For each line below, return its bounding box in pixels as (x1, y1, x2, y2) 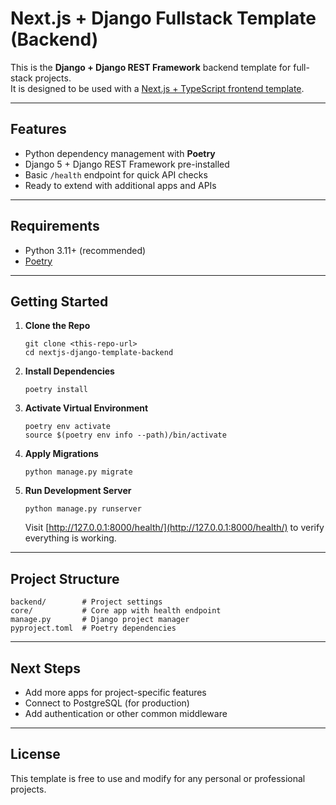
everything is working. (24, 532, 117, 544)
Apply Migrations (24, 448, 99, 460)
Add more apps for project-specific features (24, 687, 207, 698)
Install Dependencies (24, 365, 115, 377)
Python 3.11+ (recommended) (24, 244, 147, 256)
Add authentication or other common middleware (24, 708, 228, 719)
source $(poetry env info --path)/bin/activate (24, 430, 227, 441)
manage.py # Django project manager (10, 615, 190, 625)
